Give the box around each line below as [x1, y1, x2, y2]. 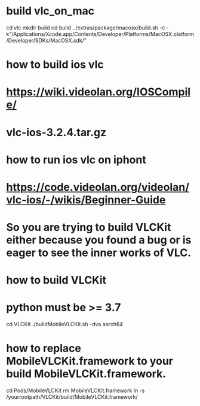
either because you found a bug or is [6, 233, 192, 247]
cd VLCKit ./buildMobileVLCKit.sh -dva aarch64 [6, 321, 124, 328]
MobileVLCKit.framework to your [6, 354, 173, 368]
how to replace [6, 342, 82, 355]
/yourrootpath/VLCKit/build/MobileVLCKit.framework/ [6, 393, 139, 401]
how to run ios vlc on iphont [6, 153, 146, 166]
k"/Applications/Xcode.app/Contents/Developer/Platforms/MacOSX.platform [6, 30, 195, 37]
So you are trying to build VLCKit [6, 221, 171, 234]
